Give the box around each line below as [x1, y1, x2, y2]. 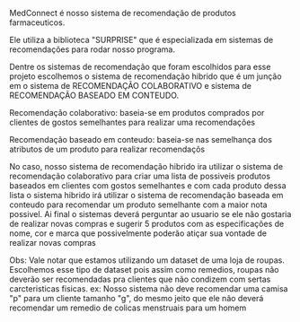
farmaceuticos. [9, 17, 66, 28]
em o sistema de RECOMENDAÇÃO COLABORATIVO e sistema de [9, 81, 251, 91]
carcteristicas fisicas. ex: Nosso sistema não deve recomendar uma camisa [9, 283, 288, 294]
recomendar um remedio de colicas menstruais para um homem [9, 302, 247, 313]
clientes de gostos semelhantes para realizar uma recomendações [9, 117, 256, 127]
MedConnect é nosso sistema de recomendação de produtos [9, 8, 236, 18]
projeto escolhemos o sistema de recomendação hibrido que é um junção [9, 71, 282, 82]
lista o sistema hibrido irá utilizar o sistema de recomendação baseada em [9, 190, 284, 200]
